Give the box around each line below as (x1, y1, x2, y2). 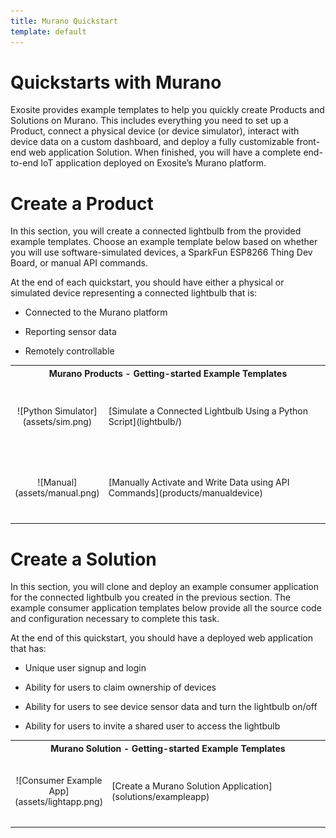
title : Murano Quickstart (10, 16, 118, 26)
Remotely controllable (24, 345, 115, 357)
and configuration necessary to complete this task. (10, 613, 220, 625)
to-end (10, 157, 39, 169)
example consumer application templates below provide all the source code (10, 602, 322, 614)
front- (296, 136, 321, 148)
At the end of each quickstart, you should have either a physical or (10, 276, 285, 289)
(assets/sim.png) (22, 415, 93, 427)
